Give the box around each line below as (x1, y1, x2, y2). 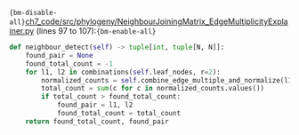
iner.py (9, 26, 35, 36)
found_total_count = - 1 (25, 59, 114, 68)
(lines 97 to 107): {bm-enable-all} (36, 26, 157, 36)
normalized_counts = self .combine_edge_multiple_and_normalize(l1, (41, 75, 296, 84)
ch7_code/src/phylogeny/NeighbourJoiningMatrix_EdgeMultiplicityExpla (25, 16, 288, 27)
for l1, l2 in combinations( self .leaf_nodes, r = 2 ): (25, 67, 221, 76)
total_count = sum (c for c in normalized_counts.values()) (41, 84, 265, 93)
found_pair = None (25, 51, 93, 60)
